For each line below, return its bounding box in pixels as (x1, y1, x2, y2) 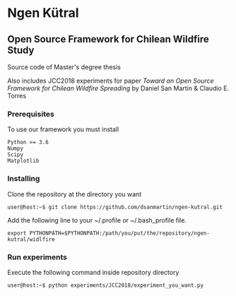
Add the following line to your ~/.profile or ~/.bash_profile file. (7, 215, 187, 224)
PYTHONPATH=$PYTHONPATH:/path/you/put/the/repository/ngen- (29, 230, 211, 237)
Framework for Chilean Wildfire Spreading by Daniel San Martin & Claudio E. (7, 84, 230, 93)
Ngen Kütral (7, 5, 79, 21)
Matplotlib (7, 158, 40, 165)
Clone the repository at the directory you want (7, 189, 142, 199)
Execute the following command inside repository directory (7, 268, 179, 276)
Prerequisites (7, 109, 54, 119)
